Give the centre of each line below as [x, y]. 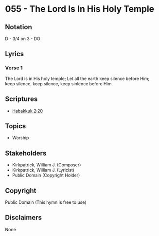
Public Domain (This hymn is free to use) [46, 202]
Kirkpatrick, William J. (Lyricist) [43, 170]
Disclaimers [24, 218]
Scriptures [21, 99]
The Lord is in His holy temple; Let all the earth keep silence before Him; [77, 79]
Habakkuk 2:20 [27, 111]
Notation [19, 27]
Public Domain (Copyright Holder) [46, 175]
